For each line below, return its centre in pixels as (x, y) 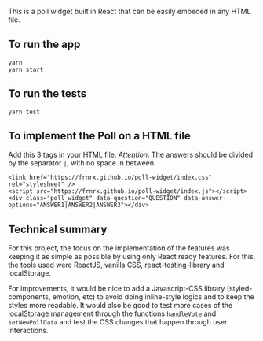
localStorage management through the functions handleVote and (112, 313)
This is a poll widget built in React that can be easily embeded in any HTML (130, 11)
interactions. (28, 331)
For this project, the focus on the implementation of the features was (119, 248)
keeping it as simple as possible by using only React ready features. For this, (132, 257)
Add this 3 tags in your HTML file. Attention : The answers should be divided (131, 155)
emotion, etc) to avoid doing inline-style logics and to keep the (153, 297)
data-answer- (205, 198)
